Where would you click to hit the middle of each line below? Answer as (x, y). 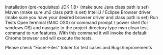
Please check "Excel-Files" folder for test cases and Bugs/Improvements (79, 47)
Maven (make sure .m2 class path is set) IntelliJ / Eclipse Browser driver (78, 12)
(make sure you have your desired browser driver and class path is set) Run (81, 17)
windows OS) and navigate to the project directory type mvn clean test (77, 28)
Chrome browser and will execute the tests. (49, 38)
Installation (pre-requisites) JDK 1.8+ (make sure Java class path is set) (77, 7)
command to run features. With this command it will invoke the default (76, 33)
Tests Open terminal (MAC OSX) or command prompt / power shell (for (77, 22)
